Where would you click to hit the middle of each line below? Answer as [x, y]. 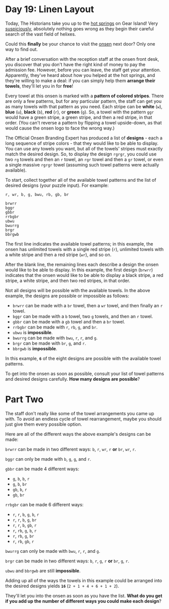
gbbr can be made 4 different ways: [42, 469]
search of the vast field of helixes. [41, 34]
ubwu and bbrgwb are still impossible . [43, 571]
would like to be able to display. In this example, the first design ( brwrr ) [79, 270]
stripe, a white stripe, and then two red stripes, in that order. [68, 280]
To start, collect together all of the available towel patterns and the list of [81, 180]
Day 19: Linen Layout [50, 9]
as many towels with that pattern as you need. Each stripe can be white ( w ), [84, 106]
